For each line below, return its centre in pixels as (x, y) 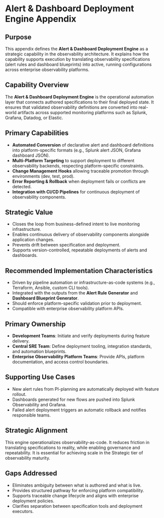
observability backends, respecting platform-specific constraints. (78, 166)
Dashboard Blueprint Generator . (46, 298)
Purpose (18, 37)
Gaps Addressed (31, 473)
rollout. (19, 394)
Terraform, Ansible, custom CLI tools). (50, 288)
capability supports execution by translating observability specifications (78, 59)
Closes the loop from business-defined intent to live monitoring (76, 224)
